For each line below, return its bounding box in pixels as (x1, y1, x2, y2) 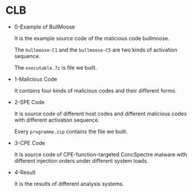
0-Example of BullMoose (14, 23, 76, 30)
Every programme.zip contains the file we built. (14, 128, 128, 135)
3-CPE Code (14, 139, 45, 146)
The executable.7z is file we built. (14, 64, 97, 71)
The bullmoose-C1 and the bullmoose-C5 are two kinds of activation (14, 46, 178, 53)
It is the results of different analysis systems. (14, 180, 124, 187)
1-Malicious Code (14, 75, 57, 83)
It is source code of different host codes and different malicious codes (14, 110, 187, 117)
